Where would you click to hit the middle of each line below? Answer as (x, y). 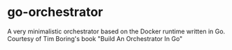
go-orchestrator (55, 12)
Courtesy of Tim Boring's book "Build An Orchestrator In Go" (95, 38)
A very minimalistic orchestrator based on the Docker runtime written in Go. (116, 31)
